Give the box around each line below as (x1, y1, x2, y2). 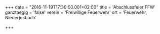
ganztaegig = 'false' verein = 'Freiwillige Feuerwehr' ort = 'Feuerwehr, (5, 9, 147, 15)
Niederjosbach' (5, 15, 37, 20)
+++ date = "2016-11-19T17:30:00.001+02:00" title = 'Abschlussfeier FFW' (5, 4, 156, 10)
